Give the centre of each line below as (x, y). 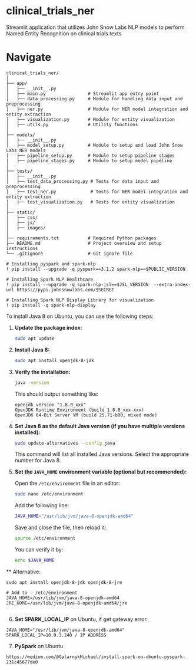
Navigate (29, 58)
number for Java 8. (38, 461)
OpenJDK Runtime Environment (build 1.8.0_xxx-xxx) (79, 410)
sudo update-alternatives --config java (65, 443)
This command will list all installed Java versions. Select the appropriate (102, 454)
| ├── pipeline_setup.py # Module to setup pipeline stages (91, 155)
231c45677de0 (22, 662)
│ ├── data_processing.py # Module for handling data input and (94, 98)
